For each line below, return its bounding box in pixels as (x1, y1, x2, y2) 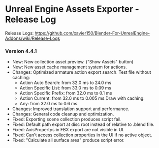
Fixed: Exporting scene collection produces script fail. (12, 117, 122, 122)
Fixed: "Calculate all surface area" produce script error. (12, 137, 125, 143)
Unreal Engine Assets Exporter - (5, 3, 139, 15)
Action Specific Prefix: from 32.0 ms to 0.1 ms (19, 90, 112, 96)
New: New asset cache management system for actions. (12, 64, 127, 70)
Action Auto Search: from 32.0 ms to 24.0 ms (19, 80, 112, 86)
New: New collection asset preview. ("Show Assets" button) (12, 59, 134, 65)
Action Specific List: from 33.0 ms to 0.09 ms (19, 85, 112, 91)
